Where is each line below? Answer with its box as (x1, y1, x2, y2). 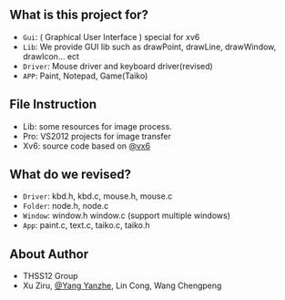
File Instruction (9, 97, 97, 112)
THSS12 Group (22, 271, 79, 282)
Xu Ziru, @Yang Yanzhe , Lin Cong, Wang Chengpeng (22, 280, 222, 291)
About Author (9, 246, 89, 262)
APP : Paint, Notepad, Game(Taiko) (22, 70, 148, 81)
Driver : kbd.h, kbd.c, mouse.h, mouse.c (22, 191, 173, 202)
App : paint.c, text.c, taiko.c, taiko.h (22, 220, 150, 231)
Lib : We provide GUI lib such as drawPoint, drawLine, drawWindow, (22, 41, 277, 52)
